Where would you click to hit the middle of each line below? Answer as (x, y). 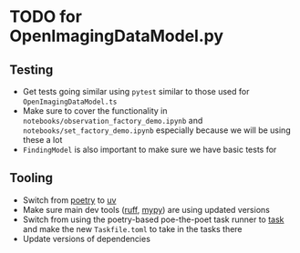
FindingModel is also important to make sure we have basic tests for (150, 149)
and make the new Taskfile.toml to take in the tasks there (133, 228)
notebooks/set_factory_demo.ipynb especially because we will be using (156, 130)
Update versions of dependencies (86, 238)
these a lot (42, 140)
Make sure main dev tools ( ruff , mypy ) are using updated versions (146, 209)
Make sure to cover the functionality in (95, 111)
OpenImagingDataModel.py (117, 36)
